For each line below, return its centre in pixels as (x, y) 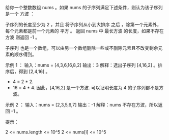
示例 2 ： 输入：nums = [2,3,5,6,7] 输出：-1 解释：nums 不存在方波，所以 (82, 105)
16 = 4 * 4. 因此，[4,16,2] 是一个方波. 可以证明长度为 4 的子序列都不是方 (88, 87)
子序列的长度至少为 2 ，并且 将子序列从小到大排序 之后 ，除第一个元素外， (83, 25)
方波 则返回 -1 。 (22, 37)
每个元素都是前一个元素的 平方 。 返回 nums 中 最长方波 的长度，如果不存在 (84, 31)
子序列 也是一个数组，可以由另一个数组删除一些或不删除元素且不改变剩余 (82, 48)
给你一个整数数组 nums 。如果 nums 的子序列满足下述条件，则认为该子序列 (84, 7)
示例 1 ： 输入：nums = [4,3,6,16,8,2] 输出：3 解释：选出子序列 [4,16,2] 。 (82, 65)
